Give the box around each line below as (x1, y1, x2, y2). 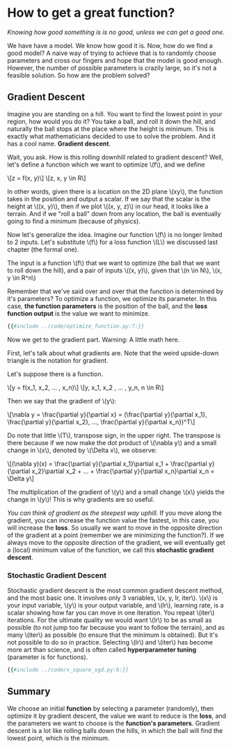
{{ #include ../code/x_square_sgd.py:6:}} (7, 666, 129, 673)
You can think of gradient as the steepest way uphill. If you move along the (7, 509, 223, 517)
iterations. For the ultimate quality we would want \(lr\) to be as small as (7, 615, 212, 624)
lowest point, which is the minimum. (7, 734, 110, 742)
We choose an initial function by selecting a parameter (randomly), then (7, 704, 214, 712)
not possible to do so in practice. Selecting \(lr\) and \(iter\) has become (7, 638, 214, 646)
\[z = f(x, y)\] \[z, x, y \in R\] (7, 173, 86, 182)
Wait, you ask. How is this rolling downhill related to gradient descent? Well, (7, 153, 224, 161)
